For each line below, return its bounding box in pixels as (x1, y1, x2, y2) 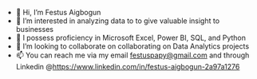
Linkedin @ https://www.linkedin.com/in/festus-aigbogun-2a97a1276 (15, 62, 240, 71)
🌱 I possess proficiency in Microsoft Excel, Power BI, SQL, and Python (15, 33, 246, 42)
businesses (15, 25, 54, 34)
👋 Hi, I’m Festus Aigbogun (15, 8, 101, 17)
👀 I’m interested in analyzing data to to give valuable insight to (15, 16, 220, 26)
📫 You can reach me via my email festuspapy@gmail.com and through (15, 50, 250, 60)
